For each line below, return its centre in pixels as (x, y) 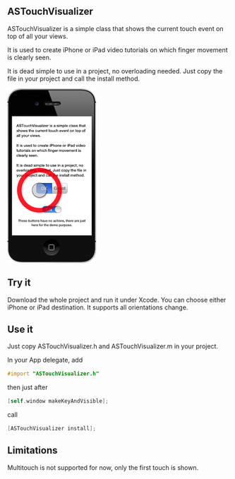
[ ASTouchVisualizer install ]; (52, 429)
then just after (28, 387)
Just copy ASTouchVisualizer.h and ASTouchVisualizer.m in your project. (113, 346)
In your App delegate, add (45, 360)
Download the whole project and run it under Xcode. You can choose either (117, 300)
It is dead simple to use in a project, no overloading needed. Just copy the (115, 71)
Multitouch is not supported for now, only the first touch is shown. (103, 467)
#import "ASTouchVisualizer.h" (53, 374)
